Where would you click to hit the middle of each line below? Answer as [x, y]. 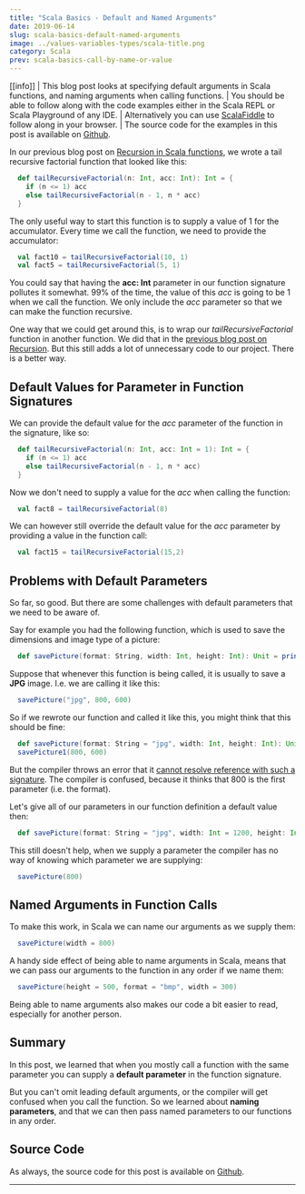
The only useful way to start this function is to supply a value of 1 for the [144, 221]
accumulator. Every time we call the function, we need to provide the [138, 231]
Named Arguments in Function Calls [113, 904]
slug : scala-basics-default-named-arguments [95, 35]
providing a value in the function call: [79, 536]
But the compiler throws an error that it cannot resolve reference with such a [152, 769]
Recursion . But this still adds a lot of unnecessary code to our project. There [152, 349]
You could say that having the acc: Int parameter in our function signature [148, 283]
